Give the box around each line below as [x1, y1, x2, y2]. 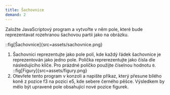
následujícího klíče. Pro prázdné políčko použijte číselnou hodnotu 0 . [12, 62, 156, 68]
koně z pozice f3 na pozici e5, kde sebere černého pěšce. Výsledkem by [12, 78, 165, 84]
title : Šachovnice [5, 7, 44, 13]
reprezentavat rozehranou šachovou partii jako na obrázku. [5, 31, 129, 38]
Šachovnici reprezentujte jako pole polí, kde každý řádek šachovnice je [12, 51, 161, 57]
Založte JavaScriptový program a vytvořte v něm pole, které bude [5, 26, 143, 32]
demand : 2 [5, 12, 26, 17]
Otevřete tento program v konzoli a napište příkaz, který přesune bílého [12, 73, 162, 79]
